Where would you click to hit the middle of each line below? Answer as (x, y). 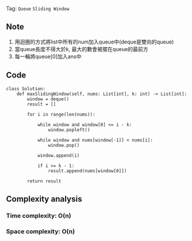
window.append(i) (59, 155)
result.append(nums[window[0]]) (87, 171)
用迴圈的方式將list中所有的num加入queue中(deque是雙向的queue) (94, 42)
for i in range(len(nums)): (61, 114)
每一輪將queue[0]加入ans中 (48, 56)
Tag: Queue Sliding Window (38, 9)
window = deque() (48, 99)
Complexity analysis (44, 199)
